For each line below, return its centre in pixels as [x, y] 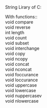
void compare [19, 22]
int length [15, 32]
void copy [15, 54]
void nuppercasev [23, 96]
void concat [17, 64]
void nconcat [19, 69]
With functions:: [21, 17]
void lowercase [21, 90]
